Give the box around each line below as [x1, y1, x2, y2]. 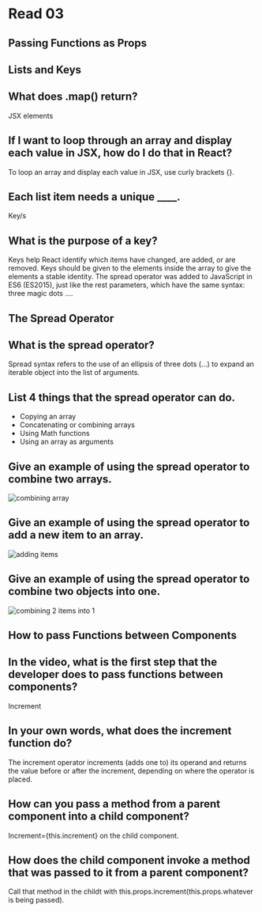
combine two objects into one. [8, 585, 160, 598]
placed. [8, 774, 33, 784]
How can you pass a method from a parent [8, 797, 221, 811]
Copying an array [19, 412, 77, 422]
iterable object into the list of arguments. [8, 368, 140, 377]
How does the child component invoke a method [8, 853, 251, 867]
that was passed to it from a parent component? [8, 865, 249, 879]
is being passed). [8, 895, 65, 905]
